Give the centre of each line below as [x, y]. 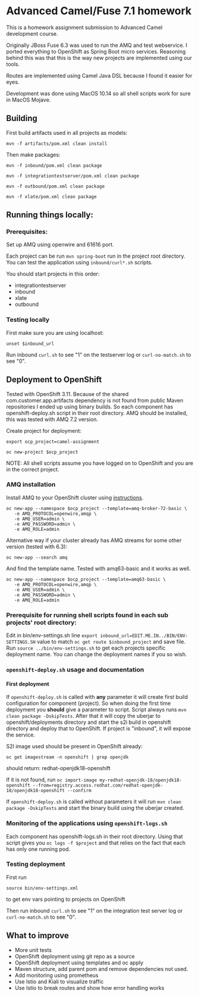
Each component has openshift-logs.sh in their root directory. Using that [94, 836]
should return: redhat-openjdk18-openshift [59, 768]
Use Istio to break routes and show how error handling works [89, 987]
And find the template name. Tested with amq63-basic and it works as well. [99, 568]
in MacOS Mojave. [29, 100]
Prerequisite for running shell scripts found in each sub [87, 615]
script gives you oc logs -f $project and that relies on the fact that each [96, 843]
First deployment [28, 683]
